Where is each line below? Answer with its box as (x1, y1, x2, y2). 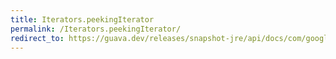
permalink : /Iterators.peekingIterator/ (10, 24, 182, 34)
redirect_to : (10, 33, 65, 43)
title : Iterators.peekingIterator (10, 14, 155, 25)
